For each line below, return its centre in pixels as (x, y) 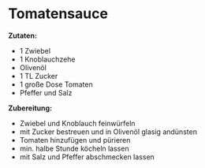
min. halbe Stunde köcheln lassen (74, 148)
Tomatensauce (58, 14)
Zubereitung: (30, 108)
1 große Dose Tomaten (56, 84)
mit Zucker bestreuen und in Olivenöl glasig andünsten (108, 132)
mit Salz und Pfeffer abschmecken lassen (87, 157)
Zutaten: (23, 35)
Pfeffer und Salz (46, 92)
